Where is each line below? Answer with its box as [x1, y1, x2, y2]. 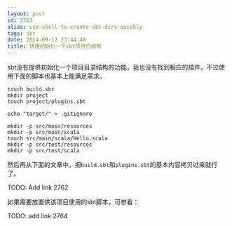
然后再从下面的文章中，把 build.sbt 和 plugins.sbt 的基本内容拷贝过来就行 [7, 161, 218, 168]
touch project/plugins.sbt [7, 98, 86, 105]
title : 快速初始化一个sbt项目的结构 [7, 43, 102, 50]
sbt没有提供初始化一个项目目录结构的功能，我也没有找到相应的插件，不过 [7, 63, 219, 71]
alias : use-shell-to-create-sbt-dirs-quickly [7, 23, 142, 30]
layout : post [7, 10, 46, 18]
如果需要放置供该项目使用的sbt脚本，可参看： [7, 198, 139, 206]
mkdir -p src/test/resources [7, 141, 93, 148]
